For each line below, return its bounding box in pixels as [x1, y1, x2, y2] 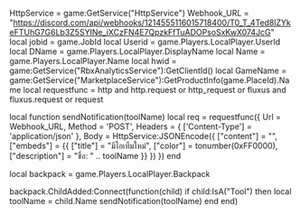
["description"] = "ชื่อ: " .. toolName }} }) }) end [9, 151, 182, 161]
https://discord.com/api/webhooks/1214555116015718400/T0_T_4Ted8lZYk [13, 17, 291, 28]
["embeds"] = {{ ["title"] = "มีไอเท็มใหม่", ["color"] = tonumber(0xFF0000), [9, 140, 278, 151]
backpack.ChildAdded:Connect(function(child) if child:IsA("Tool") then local [9, 186, 292, 197]
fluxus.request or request [9, 94, 104, 105]
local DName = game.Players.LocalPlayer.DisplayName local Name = [9, 46, 266, 57]
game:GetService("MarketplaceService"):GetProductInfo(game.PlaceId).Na [9, 75, 290, 85]
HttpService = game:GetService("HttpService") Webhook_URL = [9, 8, 250, 18]
